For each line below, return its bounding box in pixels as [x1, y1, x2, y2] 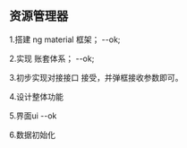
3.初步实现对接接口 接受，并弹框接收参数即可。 [9, 72, 183, 83]
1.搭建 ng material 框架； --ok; [9, 34, 121, 45]
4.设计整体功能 [9, 91, 64, 101]
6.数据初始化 [9, 129, 56, 140]
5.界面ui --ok [9, 110, 57, 121]
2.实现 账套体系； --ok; [9, 53, 95, 64]
